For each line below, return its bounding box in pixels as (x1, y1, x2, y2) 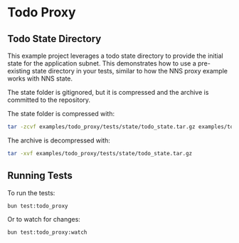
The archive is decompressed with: (7, 136, 110, 145)
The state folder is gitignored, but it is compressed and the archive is (7, 88, 209, 96)
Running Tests (7, 170, 73, 182)
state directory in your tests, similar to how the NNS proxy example (31, 67, 228, 75)
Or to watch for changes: (7, 215, 80, 224)
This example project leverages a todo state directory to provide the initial (7, 51, 223, 60)
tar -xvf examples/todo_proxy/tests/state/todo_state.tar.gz (7, 150, 193, 157)
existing (7, 67, 31, 75)
